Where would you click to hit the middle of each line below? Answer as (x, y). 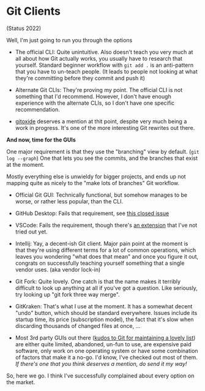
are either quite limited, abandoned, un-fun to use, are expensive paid (103, 344)
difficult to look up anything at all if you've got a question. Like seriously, (106, 288)
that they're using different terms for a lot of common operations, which (106, 250)
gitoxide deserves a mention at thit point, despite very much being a (101, 121)
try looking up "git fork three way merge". (68, 294)
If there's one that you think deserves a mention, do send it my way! (101, 363)
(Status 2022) (24, 28)
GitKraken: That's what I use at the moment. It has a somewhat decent (104, 306)
